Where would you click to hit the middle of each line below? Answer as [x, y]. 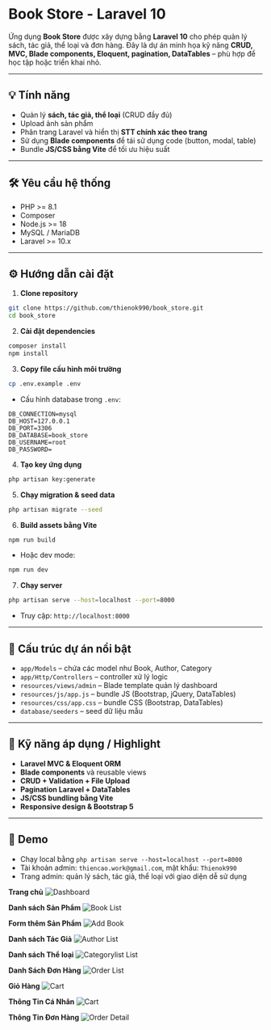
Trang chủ [26, 892]
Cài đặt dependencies [57, 331]
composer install [38, 346]
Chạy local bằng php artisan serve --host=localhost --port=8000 [131, 859]
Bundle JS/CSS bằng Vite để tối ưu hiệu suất [95, 149]
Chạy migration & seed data [67, 495]
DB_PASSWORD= [30, 450]
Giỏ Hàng [24, 986]
